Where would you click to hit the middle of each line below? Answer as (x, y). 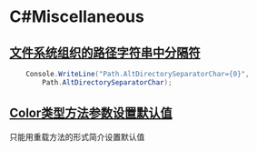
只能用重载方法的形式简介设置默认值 (77, 136)
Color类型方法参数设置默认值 (91, 113)
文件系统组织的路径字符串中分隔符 (105, 52)
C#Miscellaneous (77, 17)
